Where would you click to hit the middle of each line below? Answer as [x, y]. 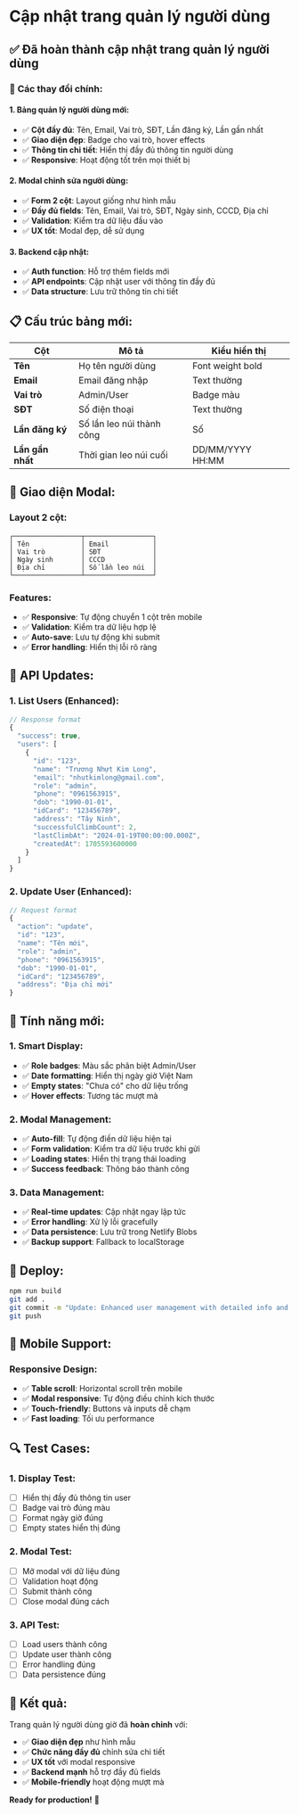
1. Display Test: [42, 1478]
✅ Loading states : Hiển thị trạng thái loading [104, 1159]
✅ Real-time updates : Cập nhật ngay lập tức [104, 1212]
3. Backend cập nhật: [49, 251]
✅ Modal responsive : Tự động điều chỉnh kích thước [118, 1398]
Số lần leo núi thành [120, 424]
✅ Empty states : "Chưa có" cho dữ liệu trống [105, 1085]
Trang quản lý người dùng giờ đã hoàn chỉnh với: [99, 1725]
